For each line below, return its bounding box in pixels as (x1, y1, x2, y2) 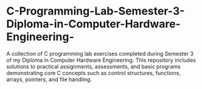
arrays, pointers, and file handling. (6, 76, 92, 83)
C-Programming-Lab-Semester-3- (6, 4, 185, 18)
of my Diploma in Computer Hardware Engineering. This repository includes (6, 56, 197, 64)
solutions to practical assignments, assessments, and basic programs (6, 62, 181, 70)
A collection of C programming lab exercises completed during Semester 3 (6, 50, 193, 57)
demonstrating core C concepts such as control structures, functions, (6, 69, 181, 76)
